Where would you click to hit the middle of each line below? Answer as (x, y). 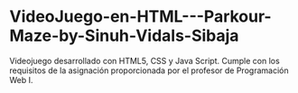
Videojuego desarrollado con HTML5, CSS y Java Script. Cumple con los (144, 60)
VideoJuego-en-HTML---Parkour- (141, 17)
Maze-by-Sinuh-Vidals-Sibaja (124, 36)
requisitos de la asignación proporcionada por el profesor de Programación (149, 70)
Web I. (21, 79)
